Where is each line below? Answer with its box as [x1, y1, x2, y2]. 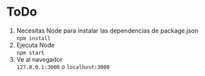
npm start [16, 49, 45, 56]
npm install [16, 35, 51, 41]
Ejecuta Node [16, 41, 56, 49]
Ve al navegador [16, 55, 63, 63]
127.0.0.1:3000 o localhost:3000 [16, 62, 110, 71]
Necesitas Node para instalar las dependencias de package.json [16, 26, 199, 35]
